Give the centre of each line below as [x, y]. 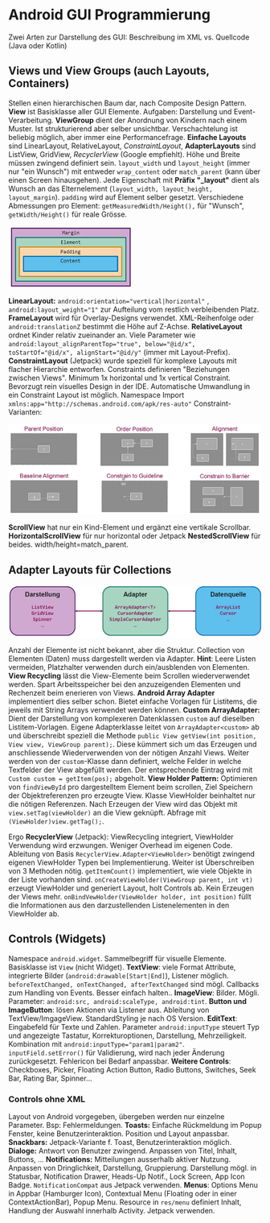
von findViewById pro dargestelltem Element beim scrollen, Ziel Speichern [131, 787]
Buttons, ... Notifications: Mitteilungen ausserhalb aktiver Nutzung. [120, 1159]
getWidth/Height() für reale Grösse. [67, 214]
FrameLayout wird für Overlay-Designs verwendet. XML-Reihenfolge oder [131, 318]
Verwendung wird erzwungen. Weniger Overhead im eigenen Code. [121, 845]
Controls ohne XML [47, 1099]
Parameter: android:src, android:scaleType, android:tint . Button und [128, 1001]
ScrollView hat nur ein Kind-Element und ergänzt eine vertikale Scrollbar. [130, 527]
